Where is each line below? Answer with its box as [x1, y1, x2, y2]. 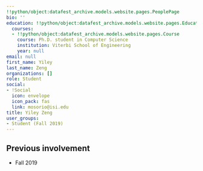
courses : [11, 25, 34, 32]
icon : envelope [11, 93, 50, 99]
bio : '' [6, 14, 26, 20]
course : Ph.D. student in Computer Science [17, 37, 129, 43]
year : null [17, 48, 45, 54]
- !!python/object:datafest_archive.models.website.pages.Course [11, 31, 180, 37]
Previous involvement [6, 143, 91, 154]
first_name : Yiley [6, 59, 53, 65]
